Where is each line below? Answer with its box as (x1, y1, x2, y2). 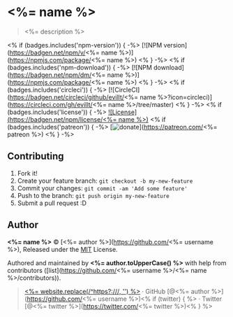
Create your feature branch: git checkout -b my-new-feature (17, 176, 193, 185)
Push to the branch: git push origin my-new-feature (17, 191, 170, 199)
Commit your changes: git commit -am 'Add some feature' (17, 183, 188, 192)
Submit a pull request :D (17, 199, 87, 207)
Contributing (7, 150, 64, 162)
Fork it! (17, 169, 38, 177)
